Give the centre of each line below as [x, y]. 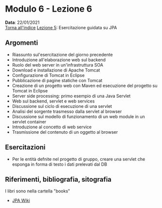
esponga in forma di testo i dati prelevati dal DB [60, 164]
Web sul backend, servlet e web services [53, 101]
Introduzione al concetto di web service [52, 127]
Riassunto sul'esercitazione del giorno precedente [62, 54]
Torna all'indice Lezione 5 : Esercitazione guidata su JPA [61, 27]
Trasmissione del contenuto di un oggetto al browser [65, 132]
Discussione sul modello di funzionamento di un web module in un [78, 116]
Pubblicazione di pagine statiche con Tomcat [57, 80]
